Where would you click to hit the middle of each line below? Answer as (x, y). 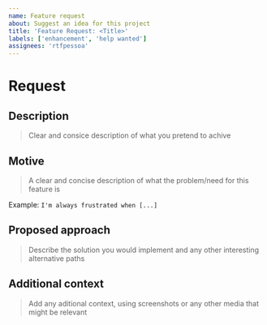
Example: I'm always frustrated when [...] (83, 204)
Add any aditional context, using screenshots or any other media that (144, 303)
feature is (44, 189)
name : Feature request (47, 16)
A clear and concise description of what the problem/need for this (138, 180)
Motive (26, 161)
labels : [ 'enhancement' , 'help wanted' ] (78, 38)
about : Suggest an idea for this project (80, 24)
